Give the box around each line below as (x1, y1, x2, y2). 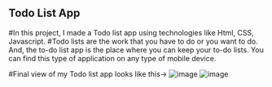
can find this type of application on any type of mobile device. (8, 53, 217, 63)
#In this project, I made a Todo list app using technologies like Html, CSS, (8, 27, 254, 37)
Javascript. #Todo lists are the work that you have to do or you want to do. (8, 36, 258, 46)
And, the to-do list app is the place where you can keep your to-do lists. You (8, 44, 265, 55)
